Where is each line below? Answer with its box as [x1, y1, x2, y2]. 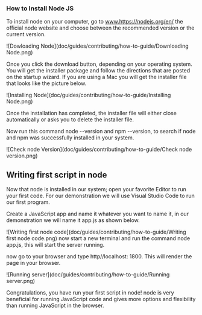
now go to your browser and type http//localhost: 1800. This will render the [6, 253, 192, 260]
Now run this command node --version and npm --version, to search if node [6, 128, 196, 135]
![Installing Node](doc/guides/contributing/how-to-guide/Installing [6, 92, 171, 99]
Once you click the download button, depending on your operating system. [6, 60, 193, 68]
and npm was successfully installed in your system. [6, 134, 134, 141]
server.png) [6, 278, 35, 285]
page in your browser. [6, 259, 61, 267]
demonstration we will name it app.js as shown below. [6, 217, 140, 224]
